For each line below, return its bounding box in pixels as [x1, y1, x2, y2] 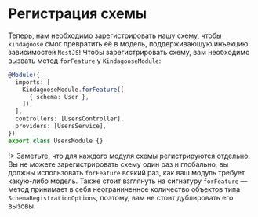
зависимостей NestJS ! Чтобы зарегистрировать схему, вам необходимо [8, 47, 250, 57]
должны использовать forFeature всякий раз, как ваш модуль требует [8, 167, 245, 177]
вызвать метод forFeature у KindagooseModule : [8, 56, 162, 65]
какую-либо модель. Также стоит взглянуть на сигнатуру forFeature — [8, 176, 248, 186]
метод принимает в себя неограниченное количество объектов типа [8, 184, 241, 193]
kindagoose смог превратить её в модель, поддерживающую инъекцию [8, 39, 249, 48]
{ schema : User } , [28, 93, 89, 101]
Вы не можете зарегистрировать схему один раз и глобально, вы [8, 159, 229, 169]
